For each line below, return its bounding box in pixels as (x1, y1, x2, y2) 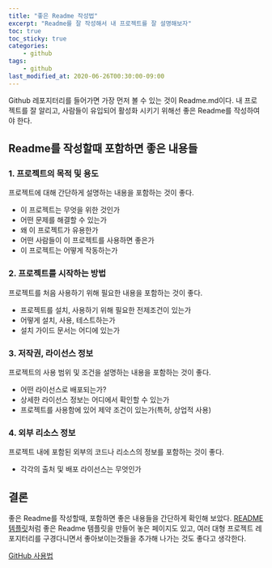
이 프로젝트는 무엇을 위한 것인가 (19, 205, 120, 215)
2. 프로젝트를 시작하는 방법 (8, 268, 107, 280)
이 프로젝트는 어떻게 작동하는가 (19, 246, 118, 255)
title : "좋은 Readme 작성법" (8, 11, 99, 20)
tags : (8, 58, 27, 66)
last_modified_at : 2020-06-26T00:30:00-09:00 (8, 72, 164, 80)
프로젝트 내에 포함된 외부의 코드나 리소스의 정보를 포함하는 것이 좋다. (8, 447, 224, 457)
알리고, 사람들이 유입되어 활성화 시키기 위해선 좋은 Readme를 (38, 105, 232, 115)
